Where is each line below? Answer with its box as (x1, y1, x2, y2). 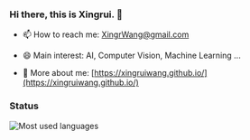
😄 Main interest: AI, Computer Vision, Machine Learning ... (22, 50, 241, 61)
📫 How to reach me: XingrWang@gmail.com (22, 29, 190, 40)
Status (9, 99, 39, 112)
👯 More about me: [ (22, 68, 95, 79)
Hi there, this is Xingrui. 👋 (9, 8, 124, 21)
